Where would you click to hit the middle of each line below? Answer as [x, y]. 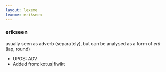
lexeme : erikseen [24, 15]
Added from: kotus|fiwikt [39, 64]
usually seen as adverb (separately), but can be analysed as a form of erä [83, 43]
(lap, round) [18, 49]
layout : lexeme [21, 10]
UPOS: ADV [25, 58]
